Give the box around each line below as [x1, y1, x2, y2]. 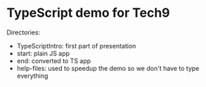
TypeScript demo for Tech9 [6, 5, 170, 21]
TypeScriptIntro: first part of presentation [16, 41, 136, 50]
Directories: [6, 28, 40, 36]
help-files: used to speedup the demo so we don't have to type [16, 64, 200, 72]
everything [16, 72, 49, 80]
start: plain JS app [16, 49, 70, 58]
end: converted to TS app [16, 56, 91, 65]
